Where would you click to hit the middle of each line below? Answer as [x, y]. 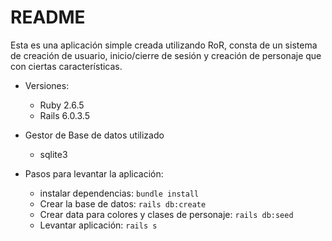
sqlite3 [53, 154]
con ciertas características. [66, 66]
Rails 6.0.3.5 [64, 115]
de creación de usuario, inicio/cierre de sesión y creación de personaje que [166, 55]
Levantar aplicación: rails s [98, 225]
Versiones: [47, 85]
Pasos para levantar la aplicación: [94, 173]
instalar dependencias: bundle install [119, 193]
